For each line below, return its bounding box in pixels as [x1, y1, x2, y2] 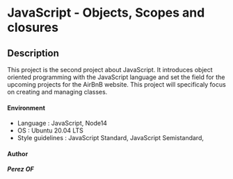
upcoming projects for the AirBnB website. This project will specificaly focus [7, 80, 226, 88]
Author [7, 149, 29, 157]
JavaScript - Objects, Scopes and [7, 5, 205, 21]
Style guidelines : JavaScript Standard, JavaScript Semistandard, [17, 134, 204, 142]
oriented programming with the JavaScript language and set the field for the [7, 73, 225, 81]
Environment [7, 103, 45, 112]
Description [7, 47, 59, 59]
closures [7, 19, 59, 35]
